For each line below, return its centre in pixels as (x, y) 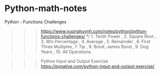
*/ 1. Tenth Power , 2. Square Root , (121, 36)
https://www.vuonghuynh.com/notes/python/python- (94, 31)
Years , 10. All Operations (66, 52)
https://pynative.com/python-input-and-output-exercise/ (98, 66)
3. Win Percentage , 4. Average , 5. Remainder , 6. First (96, 41)
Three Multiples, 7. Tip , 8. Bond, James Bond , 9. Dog (95, 46)
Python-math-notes (46, 8)
